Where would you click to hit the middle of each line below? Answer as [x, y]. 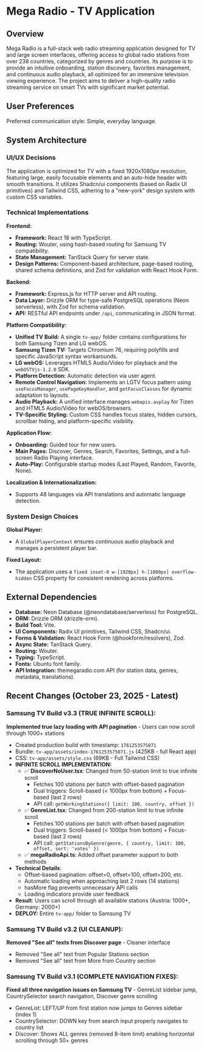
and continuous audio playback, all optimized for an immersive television [97, 74]
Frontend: [19, 226]
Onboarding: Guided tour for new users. [66, 445]
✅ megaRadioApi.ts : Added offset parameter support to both [101, 854]
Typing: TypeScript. [40, 657]
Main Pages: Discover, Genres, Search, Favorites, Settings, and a [97, 451]
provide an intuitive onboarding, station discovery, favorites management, [99, 68]
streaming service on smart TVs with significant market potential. [88, 87]
